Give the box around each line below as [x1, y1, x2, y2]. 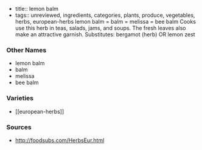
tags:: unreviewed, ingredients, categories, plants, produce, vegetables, [15, 11, 195, 19]
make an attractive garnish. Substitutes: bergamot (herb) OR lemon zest [15, 31, 196, 38]
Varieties [6, 94, 33, 102]
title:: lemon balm [15, 5, 59, 12]
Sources [6, 123, 32, 131]
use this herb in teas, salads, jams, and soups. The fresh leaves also [15, 24, 186, 31]
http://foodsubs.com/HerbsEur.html [15, 136, 105, 144]
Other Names [6, 45, 47, 54]
